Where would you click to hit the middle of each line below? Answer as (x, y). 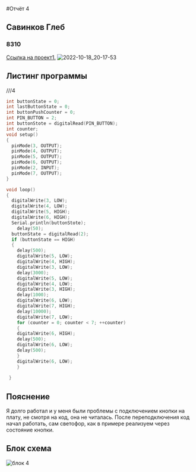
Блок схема (29, 448)
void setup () (22, 134)
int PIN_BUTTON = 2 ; (32, 118)
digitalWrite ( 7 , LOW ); (45, 317)
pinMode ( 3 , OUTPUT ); (37, 145)
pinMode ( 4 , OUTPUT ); (37, 151)
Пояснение (28, 397)
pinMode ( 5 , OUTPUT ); (37, 157)
